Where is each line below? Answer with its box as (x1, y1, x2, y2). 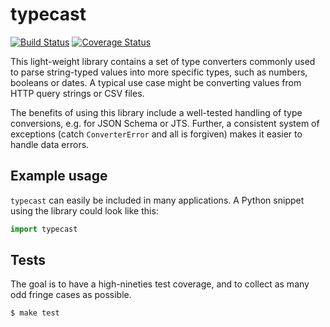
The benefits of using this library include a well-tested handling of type (10, 106, 303, 118)
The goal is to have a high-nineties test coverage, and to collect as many (10, 278, 310, 290)
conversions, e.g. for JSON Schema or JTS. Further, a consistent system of (10, 117, 320, 129)
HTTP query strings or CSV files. (10, 87, 145, 99)
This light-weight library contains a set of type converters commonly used (10, 55, 316, 67)
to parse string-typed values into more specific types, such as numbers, (10, 66, 308, 78)
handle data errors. (10, 138, 90, 150)
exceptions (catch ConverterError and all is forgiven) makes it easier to (10, 128, 303, 140)
